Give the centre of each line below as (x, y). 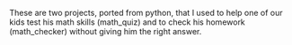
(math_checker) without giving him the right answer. (106, 31)
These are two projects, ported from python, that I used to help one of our (146, 13)
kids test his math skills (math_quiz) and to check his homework (127, 22)
